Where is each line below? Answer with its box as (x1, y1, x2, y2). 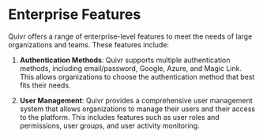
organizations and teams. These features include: (8, 39, 170, 49)
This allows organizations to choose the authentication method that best (19, 72, 255, 81)
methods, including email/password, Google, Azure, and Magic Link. (19, 63, 242, 73)
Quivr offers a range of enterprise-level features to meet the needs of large (8, 32, 253, 41)
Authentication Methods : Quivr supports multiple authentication (19, 55, 231, 65)
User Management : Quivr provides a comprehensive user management (19, 95, 253, 105)
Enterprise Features (8, 6, 141, 24)
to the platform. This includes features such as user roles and (19, 112, 220, 121)
